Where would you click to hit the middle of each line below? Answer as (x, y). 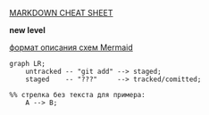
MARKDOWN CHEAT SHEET (61, 13)
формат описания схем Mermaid (71, 47)
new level (28, 30)
